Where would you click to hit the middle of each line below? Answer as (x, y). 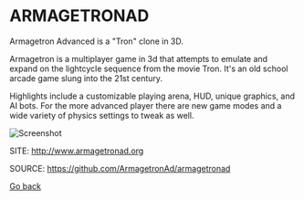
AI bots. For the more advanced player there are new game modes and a (146, 105)
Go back (26, 186)
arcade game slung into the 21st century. (86, 78)
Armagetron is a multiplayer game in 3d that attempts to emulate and (138, 58)
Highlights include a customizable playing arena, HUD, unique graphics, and (152, 96)
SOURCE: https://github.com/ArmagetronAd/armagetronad (120, 168)
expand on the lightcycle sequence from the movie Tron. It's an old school (149, 68)
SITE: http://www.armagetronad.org (77, 151)
